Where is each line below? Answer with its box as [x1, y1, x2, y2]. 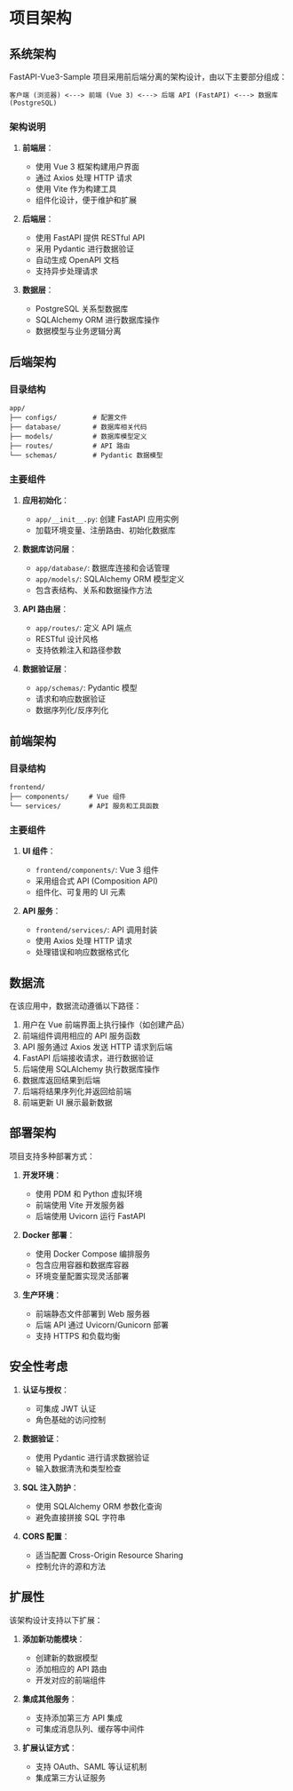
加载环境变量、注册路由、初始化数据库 [35, 525, 176, 535]
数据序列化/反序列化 [35, 705, 109, 716]
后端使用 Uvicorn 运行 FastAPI [35, 1210, 146, 1221]
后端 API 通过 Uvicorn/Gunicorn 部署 [35, 1319, 170, 1330]
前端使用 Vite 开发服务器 [35, 1200, 125, 1210]
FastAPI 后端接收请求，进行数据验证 [21, 1053, 154, 1064]
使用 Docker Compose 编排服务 [35, 1248, 151, 1259]
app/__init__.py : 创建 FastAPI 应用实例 [35, 514, 179, 525]
